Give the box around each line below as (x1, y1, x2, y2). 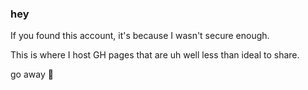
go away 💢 (10, 68, 54, 81)
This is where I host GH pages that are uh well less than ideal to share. (10, 49, 300, 61)
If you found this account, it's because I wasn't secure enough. (10, 30, 270, 42)
